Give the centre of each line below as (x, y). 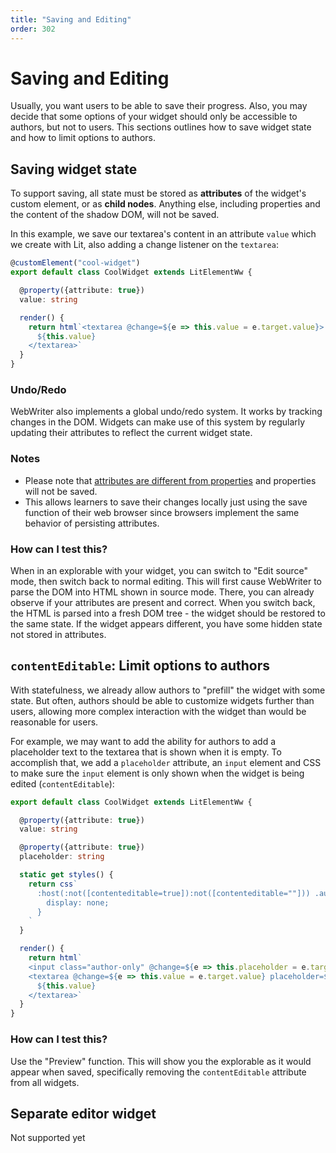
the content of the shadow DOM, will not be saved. (115, 215)
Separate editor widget (83, 1113)
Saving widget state (74, 169)
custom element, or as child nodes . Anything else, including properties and (165, 204)
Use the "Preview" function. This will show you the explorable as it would (161, 1061)
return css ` (53, 884)
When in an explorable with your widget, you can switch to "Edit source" (159, 570)
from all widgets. (45, 1082)
